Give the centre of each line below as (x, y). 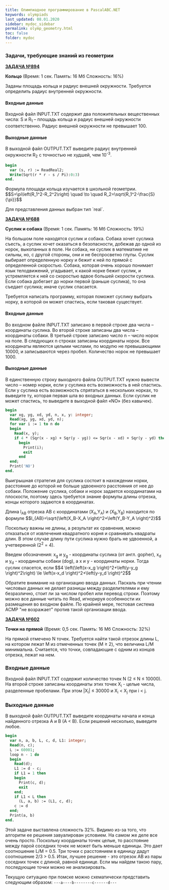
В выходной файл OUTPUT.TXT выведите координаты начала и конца (80, 716)
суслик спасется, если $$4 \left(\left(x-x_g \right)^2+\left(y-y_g (72, 568)
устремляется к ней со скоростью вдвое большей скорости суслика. (80, 276)
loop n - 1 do (24, 755)
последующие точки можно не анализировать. (56, 867)
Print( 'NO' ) (22, 466)
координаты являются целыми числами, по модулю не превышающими (83, 346)
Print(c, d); (32, 783)
